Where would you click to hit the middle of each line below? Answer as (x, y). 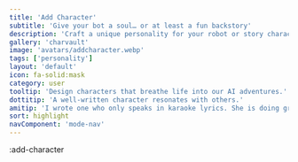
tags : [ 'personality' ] (51, 58)
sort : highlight (39, 116)
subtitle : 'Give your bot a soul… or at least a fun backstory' (130, 26)
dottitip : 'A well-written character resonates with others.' (126, 100)
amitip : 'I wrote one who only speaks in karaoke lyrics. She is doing (144, 108)
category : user (37, 83)
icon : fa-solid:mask (47, 75)
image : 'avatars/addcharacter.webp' (77, 50)
